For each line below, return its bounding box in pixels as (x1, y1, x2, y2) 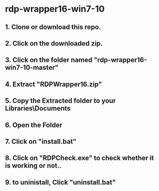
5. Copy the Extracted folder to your (5, 96, 116, 105)
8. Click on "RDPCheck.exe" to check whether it (5, 154, 154, 162)
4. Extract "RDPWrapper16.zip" (5, 80, 102, 88)
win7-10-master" (5, 63, 59, 72)
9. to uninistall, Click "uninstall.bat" (5, 178, 116, 186)
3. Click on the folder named (5, 56, 93, 64)
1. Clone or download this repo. (5, 23, 101, 31)
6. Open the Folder (5, 121, 62, 129)
